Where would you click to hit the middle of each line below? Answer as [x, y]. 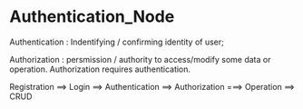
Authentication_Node [92, 17]
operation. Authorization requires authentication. [100, 69]
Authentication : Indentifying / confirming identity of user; [117, 42]
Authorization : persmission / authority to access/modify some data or [140, 59]
